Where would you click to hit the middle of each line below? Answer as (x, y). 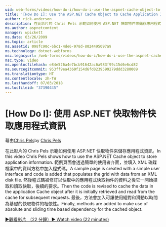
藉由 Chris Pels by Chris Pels (33, 141)
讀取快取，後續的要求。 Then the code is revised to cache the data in (83, 186)
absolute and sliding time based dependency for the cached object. (74, 209)
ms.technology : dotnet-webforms (38, 51)
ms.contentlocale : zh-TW (31, 78)
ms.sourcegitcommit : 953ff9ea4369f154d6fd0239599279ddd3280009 (72, 70)
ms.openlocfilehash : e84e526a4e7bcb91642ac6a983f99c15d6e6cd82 (72, 65)
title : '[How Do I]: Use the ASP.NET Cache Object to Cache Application (82, 14)
